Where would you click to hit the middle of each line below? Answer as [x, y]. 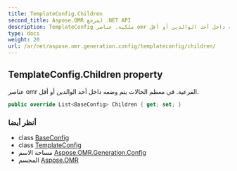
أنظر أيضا [22, 122]
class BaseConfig [44, 137]
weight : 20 [24, 40]
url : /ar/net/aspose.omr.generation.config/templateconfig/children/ [112, 46]
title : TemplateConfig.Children [55, 14]
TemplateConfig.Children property [85, 75]
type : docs [24, 33]
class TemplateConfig [50, 145]
